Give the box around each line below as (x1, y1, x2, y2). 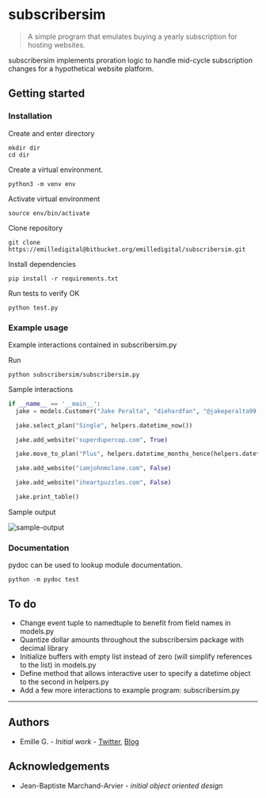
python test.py (8, 303, 59, 312)
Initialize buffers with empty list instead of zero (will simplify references (19, 652, 253, 662)
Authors (8, 716, 50, 729)
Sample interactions (8, 384, 74, 393)
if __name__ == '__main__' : (8, 400, 101, 408)
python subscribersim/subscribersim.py (8, 370, 140, 378)
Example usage (8, 322, 69, 333)
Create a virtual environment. (8, 165, 104, 174)
